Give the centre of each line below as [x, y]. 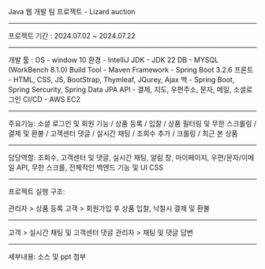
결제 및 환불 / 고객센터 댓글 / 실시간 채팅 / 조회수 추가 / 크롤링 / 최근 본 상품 [123, 133]
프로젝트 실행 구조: [37, 191]
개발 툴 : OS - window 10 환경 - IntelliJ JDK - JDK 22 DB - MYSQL [114, 60]
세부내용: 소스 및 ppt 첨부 [47, 256]
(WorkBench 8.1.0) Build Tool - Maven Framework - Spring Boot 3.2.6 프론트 [131, 70]
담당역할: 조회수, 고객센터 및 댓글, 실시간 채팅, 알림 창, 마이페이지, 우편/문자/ [125, 157]
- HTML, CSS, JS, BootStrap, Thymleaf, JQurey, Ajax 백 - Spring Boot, [121, 80]
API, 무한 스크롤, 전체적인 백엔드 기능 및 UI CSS [90, 167]
